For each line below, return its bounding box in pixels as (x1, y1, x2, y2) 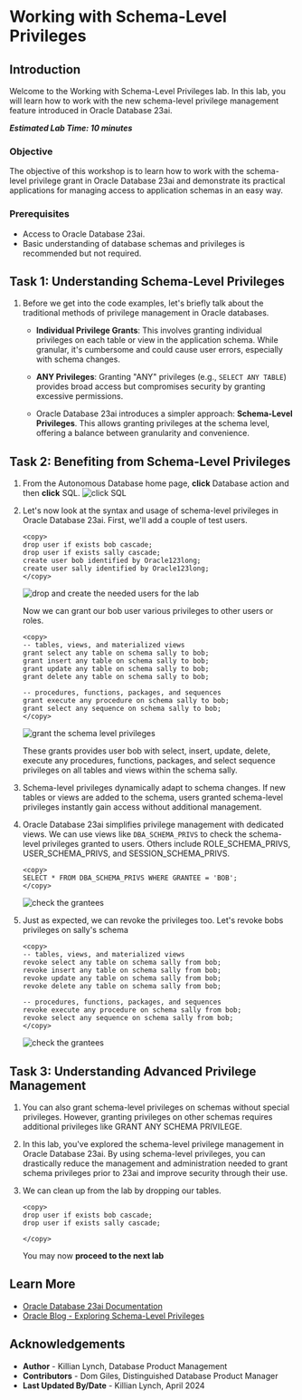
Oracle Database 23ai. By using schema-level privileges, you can (22, 1149, 266, 1160)
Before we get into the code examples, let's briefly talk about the (22, 297, 264, 309)
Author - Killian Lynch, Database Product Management (22, 1360, 228, 1371)
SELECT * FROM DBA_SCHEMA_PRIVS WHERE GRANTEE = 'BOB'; (22, 873, 238, 883)
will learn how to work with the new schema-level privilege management (9, 95, 279, 106)
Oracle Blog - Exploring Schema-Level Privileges (22, 1310, 205, 1321)
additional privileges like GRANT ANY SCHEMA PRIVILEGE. (22, 1122, 242, 1133)
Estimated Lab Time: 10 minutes (9, 122, 133, 133)
